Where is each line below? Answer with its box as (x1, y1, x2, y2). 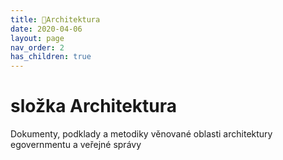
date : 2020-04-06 (10, 24, 83, 34)
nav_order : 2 (10, 42, 65, 53)
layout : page (10, 33, 65, 43)
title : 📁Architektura (10, 14, 101, 25)
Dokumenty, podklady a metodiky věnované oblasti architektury (10, 128, 273, 140)
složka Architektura (10, 95, 178, 118)
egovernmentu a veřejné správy (10, 139, 142, 151)
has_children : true (10, 52, 92, 62)
